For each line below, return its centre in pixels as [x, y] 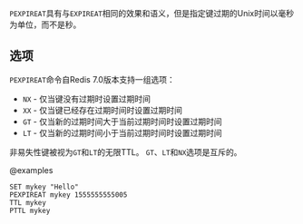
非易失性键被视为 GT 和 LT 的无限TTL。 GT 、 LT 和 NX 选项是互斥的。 [126, 151]
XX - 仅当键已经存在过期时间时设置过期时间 [103, 110]
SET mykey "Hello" [44, 187]
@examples [31, 170]
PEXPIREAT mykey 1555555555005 [68, 195]
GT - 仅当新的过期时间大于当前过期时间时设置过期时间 [122, 122]
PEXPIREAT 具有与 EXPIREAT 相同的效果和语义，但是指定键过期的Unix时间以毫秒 [152, 13]
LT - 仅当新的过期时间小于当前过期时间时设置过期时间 [122, 132]
